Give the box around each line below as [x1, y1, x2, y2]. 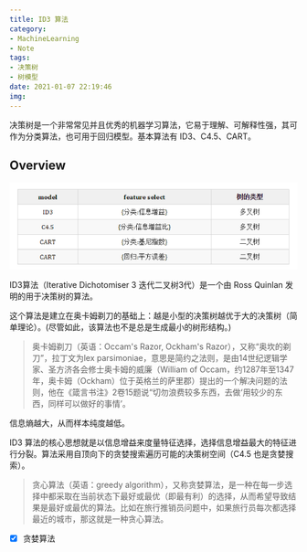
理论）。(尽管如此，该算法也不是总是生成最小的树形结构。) [16, 321, 232, 333]
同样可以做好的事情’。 [48, 398, 131, 409]
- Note [9, 44, 35, 53]
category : [9, 24, 48, 34]
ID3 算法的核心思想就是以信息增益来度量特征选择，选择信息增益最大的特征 [9, 437, 290, 448]
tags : [9, 53, 30, 63]
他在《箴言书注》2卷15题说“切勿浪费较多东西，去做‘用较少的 [48, 387, 276, 398]
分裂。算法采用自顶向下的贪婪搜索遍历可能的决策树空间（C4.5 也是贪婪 [16, 448, 286, 459]
